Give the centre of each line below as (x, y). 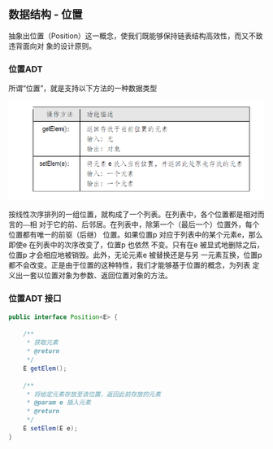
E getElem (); (45, 368)
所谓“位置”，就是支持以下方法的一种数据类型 (83, 89)
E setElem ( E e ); (51, 429)
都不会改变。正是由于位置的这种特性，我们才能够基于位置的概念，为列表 (129, 265)
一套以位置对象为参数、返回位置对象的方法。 (97, 276)
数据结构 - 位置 (45, 15)
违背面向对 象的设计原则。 (52, 46)
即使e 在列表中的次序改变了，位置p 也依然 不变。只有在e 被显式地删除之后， (136, 245)
